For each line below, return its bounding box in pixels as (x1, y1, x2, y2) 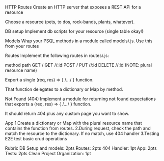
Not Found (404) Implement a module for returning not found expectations (5, 96, 156, 102)
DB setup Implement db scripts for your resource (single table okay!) (5, 28, 144, 34)
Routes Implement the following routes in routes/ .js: (5, 53, 109, 58)
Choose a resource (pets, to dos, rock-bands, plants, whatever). (5, 19, 135, 25)
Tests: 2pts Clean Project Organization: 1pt (5, 151, 91, 156)
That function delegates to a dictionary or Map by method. (5, 86, 124, 92)
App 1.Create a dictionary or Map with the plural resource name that (5, 120, 142, 126)
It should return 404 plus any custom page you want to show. (5, 110, 129, 116)
